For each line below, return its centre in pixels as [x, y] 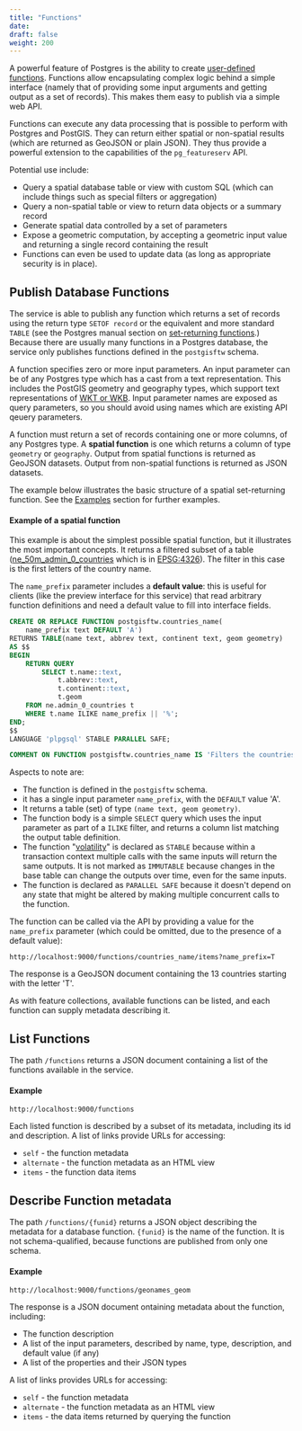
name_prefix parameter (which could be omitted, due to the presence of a [145, 931]
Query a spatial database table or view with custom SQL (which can [148, 187]
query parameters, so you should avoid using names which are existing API [148, 408]
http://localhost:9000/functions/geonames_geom [100, 1291]
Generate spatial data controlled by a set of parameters [124, 226]
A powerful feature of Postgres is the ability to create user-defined [133, 68]
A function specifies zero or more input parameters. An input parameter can [150, 369]
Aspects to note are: [47, 772]
